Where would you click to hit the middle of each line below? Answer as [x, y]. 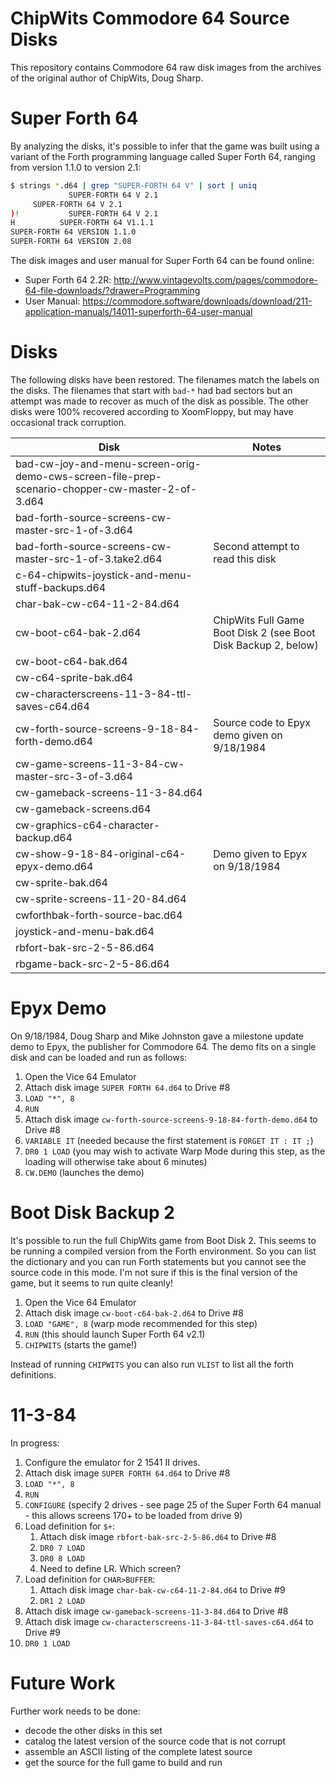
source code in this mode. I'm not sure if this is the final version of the [154, 1272]
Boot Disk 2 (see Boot [264, 632]
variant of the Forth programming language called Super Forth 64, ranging [163, 156]
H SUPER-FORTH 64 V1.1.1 [82, 223]
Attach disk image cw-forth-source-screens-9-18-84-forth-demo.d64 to [171, 1119]
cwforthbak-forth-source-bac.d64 [99, 915]
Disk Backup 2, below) [266, 645]
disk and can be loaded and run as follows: [99, 1057]
